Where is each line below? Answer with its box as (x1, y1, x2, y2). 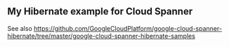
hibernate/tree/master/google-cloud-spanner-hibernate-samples (7, 32, 195, 40)
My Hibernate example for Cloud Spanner (7, 6, 193, 18)
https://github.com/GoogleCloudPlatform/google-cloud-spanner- (34, 24, 223, 32)
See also (7, 24, 33, 32)
